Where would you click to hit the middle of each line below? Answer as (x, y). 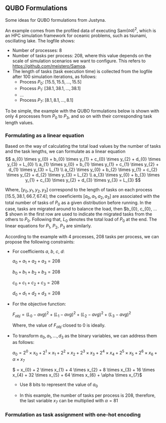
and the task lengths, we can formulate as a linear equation (65, 151)
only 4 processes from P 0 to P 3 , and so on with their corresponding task (79, 117)
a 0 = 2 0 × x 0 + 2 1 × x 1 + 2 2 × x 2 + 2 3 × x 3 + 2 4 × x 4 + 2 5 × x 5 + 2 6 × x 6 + (85, 353)
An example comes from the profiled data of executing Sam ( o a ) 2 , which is (81, 30)
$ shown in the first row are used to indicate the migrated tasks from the (79, 214)
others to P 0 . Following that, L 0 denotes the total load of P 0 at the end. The (81, 220)
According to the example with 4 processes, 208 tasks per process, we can (82, 236)
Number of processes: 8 (37, 50)
